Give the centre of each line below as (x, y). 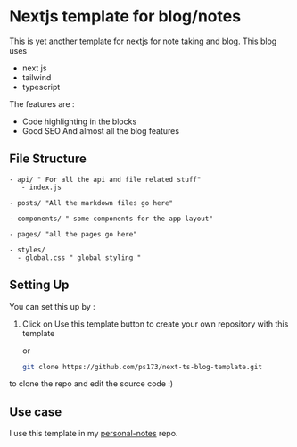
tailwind (37, 77)
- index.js (41, 187)
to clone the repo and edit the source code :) (91, 384)
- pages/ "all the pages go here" (74, 234)
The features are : (42, 103)
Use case (36, 412)
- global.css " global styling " (79, 257)
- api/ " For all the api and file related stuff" (105, 179)
